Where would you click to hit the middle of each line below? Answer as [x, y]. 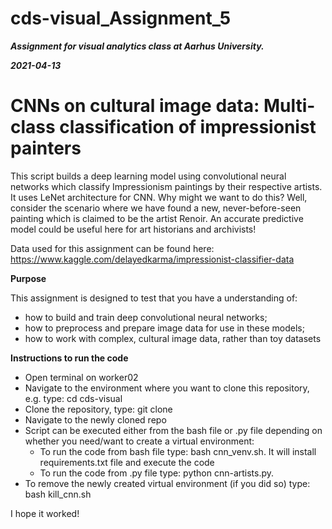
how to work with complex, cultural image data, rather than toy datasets [173, 338]
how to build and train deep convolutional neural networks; [146, 317]
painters [46, 148]
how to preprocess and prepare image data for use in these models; [164, 328]
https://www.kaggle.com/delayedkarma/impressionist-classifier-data [152, 259]
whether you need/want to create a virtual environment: [139, 441]
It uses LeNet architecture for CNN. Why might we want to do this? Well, [159, 197]
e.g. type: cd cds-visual [73, 398]
